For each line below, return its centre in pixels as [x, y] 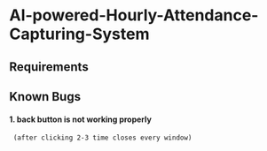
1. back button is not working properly [81, 119]
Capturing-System [79, 34]
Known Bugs [45, 97]
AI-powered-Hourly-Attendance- [134, 15]
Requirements [49, 67]
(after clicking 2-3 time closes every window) [102, 138]
